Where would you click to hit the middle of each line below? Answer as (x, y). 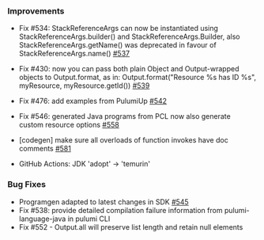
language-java (42, 219)
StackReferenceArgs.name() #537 (74, 54)
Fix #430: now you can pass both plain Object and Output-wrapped (129, 69)
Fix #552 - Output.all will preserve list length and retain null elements (131, 227)
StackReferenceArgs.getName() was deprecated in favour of (117, 45)
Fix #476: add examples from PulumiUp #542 (93, 101)
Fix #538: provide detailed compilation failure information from (121, 210)
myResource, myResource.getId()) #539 (84, 86)
